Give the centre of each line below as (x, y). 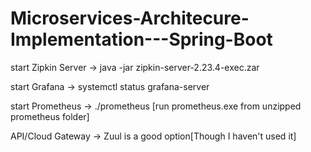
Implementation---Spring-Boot (141, 39)
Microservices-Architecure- (130, 18)
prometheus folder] (50, 116)
